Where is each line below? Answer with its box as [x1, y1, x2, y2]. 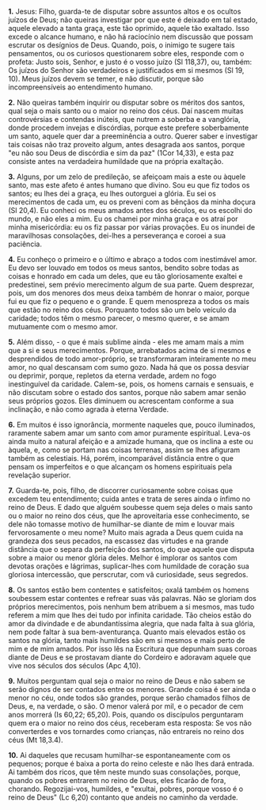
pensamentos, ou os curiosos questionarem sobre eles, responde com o [8, 49, 245, 58]
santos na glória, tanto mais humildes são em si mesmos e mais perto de [8, 636, 245, 645]
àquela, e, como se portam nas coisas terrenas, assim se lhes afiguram [8, 445, 241, 454]
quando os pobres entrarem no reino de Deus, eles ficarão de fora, [8, 776, 226, 785]
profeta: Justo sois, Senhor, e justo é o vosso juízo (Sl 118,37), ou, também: [8, 57, 253, 67]
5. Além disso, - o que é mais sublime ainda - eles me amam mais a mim [8, 337, 244, 347]
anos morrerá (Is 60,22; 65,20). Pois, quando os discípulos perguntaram [8, 710, 244, 719]
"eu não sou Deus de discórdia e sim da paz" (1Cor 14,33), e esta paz [8, 148, 234, 158]
